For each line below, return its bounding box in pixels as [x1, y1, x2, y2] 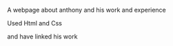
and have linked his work [7, 32, 78, 41]
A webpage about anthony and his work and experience [7, 6, 167, 14]
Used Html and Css [7, 19, 62, 27]
